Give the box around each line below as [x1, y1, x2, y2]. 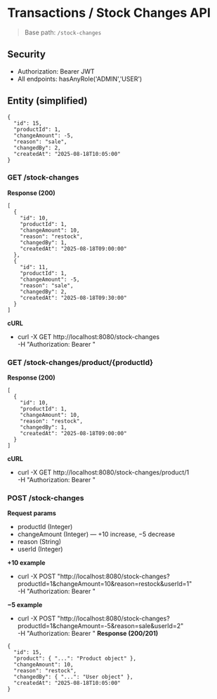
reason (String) [17, 538, 62, 546]
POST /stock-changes [7, 493, 84, 503]
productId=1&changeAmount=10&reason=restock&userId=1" [17, 580, 192, 588]
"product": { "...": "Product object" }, [13, 655, 137, 663]
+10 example [7, 559, 46, 567]
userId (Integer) [17, 545, 63, 554]
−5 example [7, 601, 43, 609]
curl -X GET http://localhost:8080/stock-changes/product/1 [17, 468, 190, 477]
